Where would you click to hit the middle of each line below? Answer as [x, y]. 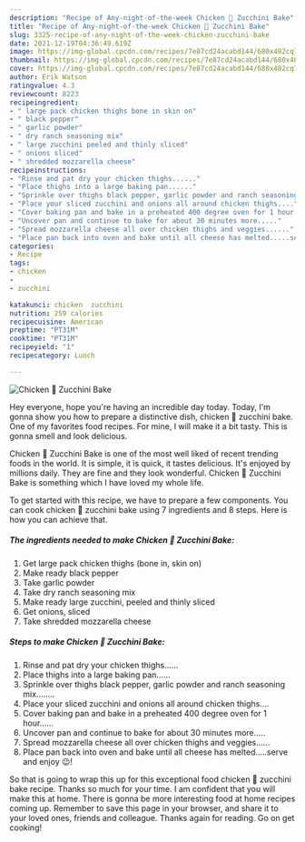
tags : [20, 263]
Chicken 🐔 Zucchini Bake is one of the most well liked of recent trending [144, 453]
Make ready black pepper [71, 573]
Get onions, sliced [56, 611]
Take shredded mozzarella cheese [87, 621]
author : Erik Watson [49, 77]
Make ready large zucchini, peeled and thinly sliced [118, 602]
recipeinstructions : [49, 170]
